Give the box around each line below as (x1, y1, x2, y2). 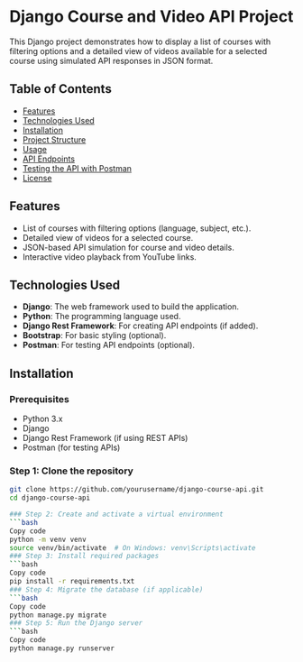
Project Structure (22, 133, 87, 145)
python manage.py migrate (9, 611, 106, 620)
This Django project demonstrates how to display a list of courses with (9, 36, 271, 47)
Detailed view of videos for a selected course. (22, 232, 194, 243)
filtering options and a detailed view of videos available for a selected (9, 45, 268, 56)
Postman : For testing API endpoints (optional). (22, 340, 196, 351)
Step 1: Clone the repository (9, 464, 133, 477)
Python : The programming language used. (22, 311, 181, 322)
